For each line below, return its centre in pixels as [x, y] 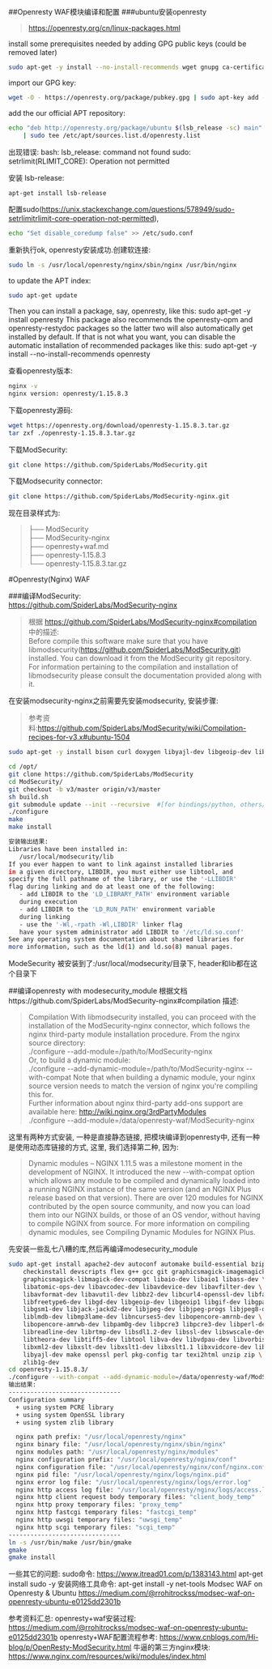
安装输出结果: [28, 841]
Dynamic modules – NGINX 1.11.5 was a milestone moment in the [135, 1164]
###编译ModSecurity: [45, 596]
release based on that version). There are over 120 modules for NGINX [146, 1198]
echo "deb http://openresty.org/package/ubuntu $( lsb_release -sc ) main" [136, 128]
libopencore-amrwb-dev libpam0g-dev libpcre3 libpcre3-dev [125, 1325]
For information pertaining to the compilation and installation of [133, 667]
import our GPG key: [42, 83]
